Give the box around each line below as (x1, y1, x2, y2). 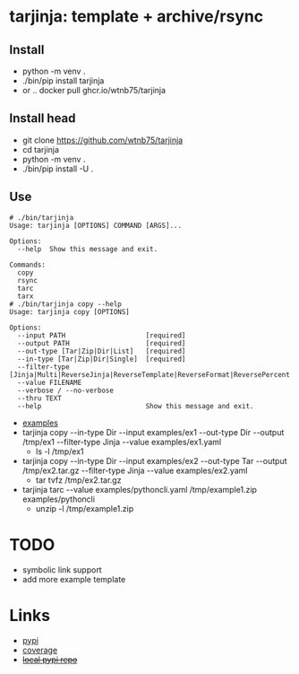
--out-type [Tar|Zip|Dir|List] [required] (17, 346, 186, 355)
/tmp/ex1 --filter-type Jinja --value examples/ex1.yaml (21, 436, 222, 447)
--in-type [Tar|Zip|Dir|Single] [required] (17, 355, 186, 363)
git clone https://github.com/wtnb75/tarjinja (21, 135, 184, 145)
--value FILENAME (17, 378, 82, 387)
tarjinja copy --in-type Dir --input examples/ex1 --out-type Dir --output (21, 426, 285, 437)
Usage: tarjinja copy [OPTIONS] (9, 307, 130, 316)
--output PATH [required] (17, 338, 186, 347)
